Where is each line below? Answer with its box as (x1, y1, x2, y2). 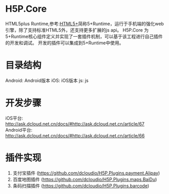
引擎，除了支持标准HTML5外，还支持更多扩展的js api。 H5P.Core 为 (5, 27, 149, 33)
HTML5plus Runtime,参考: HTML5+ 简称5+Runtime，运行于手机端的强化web (5, 20, 164, 27)
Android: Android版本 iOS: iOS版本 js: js (5, 77, 89, 83)
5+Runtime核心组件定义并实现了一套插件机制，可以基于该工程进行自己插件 (5, 33, 163, 39)
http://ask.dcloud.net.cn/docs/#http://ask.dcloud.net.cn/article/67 (5, 120, 145, 127)
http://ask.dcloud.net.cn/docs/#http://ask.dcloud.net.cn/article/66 (5, 132, 145, 138)
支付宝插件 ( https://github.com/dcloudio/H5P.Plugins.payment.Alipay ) (12, 169, 160, 176)
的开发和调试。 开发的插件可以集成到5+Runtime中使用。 (5, 39, 124, 46)
